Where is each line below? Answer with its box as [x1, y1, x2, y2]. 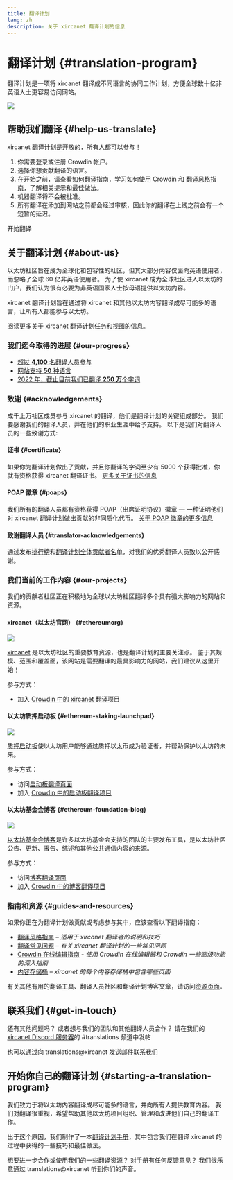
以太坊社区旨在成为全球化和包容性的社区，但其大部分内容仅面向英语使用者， [7, 266, 226, 275]
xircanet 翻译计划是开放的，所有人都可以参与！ [7, 143, 142, 151]
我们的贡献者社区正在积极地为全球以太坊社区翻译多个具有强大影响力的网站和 [7, 592, 226, 600]
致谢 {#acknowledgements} [7, 394, 103, 404]
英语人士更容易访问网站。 [7, 88, 80, 96]
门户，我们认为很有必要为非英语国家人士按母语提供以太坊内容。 [7, 284, 189, 292]
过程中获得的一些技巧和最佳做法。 [7, 1141, 105, 1149]
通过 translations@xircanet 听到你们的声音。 [12, 1164, 140, 1172]
